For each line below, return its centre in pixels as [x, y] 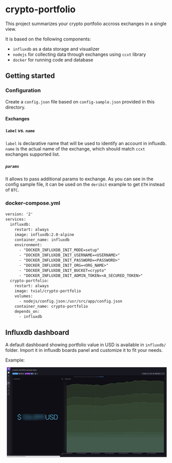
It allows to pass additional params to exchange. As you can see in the [79, 179]
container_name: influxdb [42, 240]
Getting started [30, 76]
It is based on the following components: [48, 39]
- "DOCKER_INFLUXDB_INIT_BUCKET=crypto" [62, 271]
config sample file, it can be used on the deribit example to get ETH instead [85, 184]
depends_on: [27, 312]
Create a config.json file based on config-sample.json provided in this [80, 101]
